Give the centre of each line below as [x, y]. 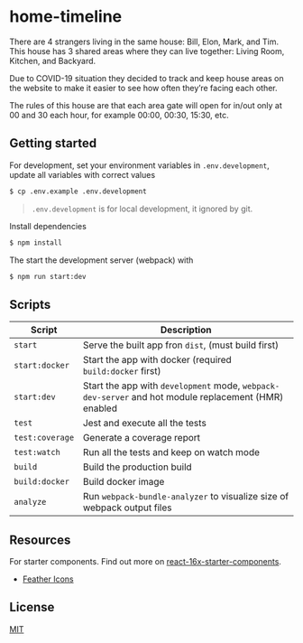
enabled [100, 408]
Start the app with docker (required [157, 360]
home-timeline [66, 17]
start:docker [42, 366]
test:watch [37, 452]
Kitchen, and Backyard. [53, 61]
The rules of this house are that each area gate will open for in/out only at [146, 105]
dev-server [106, 398]
